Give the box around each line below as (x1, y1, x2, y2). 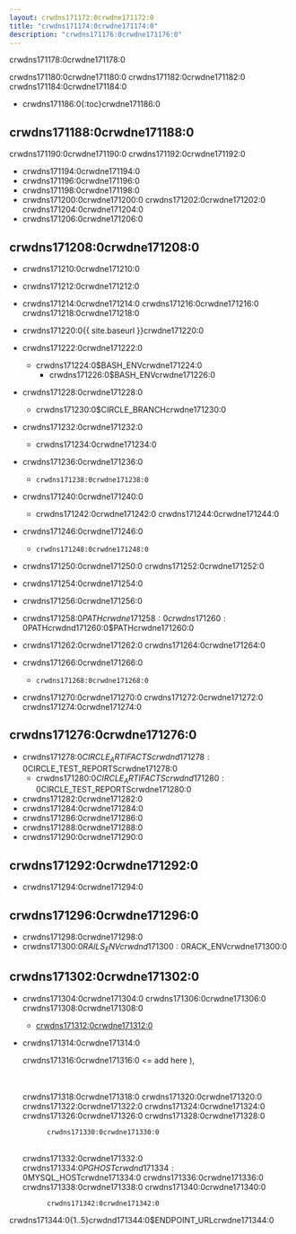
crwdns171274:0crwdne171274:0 (22, 702, 142, 712)
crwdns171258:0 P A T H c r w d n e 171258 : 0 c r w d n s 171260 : (22, 613, 226, 624)
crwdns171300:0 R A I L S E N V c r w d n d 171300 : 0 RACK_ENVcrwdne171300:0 (22, 941, 288, 954)
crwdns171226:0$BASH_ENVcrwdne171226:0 (48, 370, 216, 380)
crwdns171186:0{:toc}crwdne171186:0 (22, 99, 161, 109)
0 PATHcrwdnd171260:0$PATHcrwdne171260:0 (22, 623, 195, 633)
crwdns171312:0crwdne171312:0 (35, 1020, 153, 1030)
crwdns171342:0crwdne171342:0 (46, 1199, 160, 1208)
